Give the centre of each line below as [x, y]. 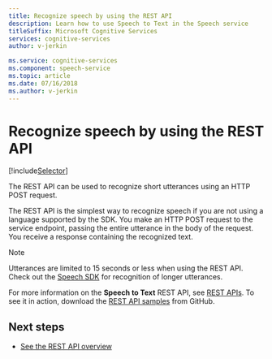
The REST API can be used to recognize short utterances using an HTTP [130, 187]
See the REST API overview [66, 347]
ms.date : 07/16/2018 [43, 83]
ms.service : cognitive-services [63, 61]
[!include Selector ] [39, 171]
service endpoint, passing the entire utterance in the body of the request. [131, 228]
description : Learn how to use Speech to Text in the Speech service [129, 24]
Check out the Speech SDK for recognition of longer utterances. [116, 277]
